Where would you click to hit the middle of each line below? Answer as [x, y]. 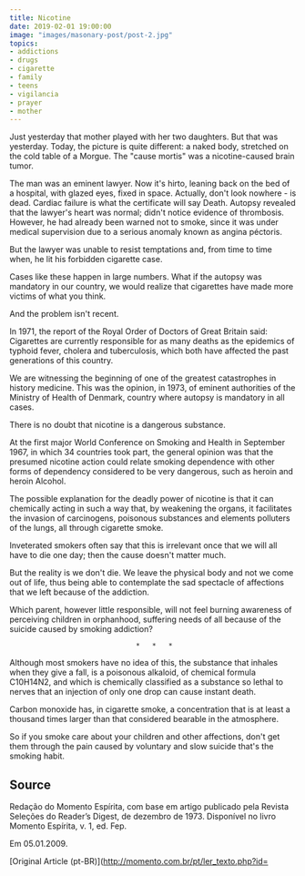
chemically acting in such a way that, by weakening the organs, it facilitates [151, 509]
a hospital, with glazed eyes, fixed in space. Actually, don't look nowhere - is [153, 193]
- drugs [24, 60]
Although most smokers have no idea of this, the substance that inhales [144, 663]
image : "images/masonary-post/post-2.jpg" [91, 35]
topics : [24, 43]
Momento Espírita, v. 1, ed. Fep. [68, 826]
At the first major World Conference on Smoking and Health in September [147, 443]
